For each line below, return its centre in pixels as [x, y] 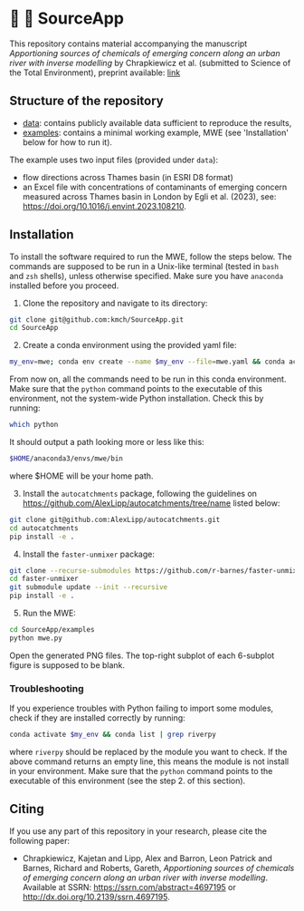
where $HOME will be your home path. [81, 476]
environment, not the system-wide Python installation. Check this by [137, 399]
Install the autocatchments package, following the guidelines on [140, 493]
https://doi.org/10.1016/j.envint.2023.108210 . [104, 206]
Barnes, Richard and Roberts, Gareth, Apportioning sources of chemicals [158, 867]
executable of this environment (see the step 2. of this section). [128, 780]
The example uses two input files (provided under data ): [114, 160]
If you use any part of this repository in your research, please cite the [138, 831]
